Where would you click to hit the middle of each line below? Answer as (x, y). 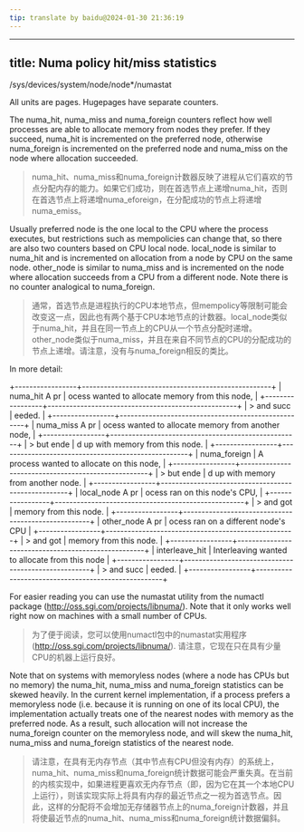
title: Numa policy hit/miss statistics (113, 63)
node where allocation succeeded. (74, 159)
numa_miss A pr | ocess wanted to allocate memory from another (158, 425)
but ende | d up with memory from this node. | (122, 444)
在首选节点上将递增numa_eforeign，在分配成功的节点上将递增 (147, 199)
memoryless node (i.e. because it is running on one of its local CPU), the (145, 704)
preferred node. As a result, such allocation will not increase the (128, 724)
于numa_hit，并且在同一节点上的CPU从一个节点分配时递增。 (144, 328)
